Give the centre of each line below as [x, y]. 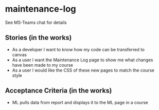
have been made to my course [43, 65]
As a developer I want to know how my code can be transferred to [78, 49]
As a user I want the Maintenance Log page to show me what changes [82, 60]
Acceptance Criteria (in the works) [59, 91]
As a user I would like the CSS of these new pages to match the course [83, 70]
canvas [19, 55]
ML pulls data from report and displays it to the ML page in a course [80, 102]
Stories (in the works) [38, 38]
